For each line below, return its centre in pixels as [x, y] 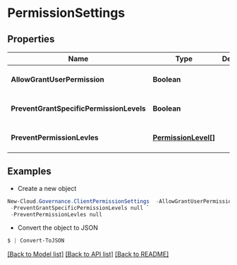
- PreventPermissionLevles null [56, 214]
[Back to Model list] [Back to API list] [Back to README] [88, 254]
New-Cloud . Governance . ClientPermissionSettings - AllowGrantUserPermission [121, 201]
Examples [29, 172]
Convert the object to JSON [58, 228]
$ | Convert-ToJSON [36, 241]
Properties [31, 39]
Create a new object [47, 188]
